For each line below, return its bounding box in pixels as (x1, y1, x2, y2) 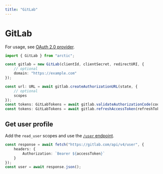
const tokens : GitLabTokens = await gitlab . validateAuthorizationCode (5, 102, 151, 107)
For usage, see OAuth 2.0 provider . (5, 44, 75, 50)
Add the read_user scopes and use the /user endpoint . (5, 133, 114, 138)
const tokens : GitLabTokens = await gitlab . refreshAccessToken (5, 107, 136, 112)
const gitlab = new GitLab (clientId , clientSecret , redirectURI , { (5, 62, 145, 67)
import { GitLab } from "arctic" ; (5, 53, 75, 58)
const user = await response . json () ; (5, 165, 81, 170)
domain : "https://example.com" (14, 71, 77, 76)
